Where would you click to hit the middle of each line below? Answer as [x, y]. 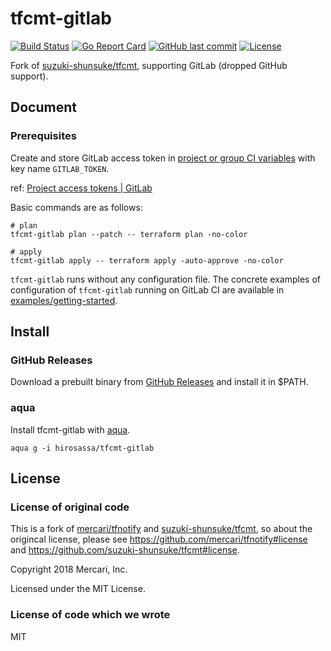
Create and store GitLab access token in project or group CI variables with [163, 158]
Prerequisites [43, 136]
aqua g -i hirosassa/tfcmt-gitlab [82, 448]
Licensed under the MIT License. [78, 589]
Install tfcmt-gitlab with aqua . [70, 429]
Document [43, 107]
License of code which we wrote [90, 615]
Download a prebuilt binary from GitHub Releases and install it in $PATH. [159, 382]
